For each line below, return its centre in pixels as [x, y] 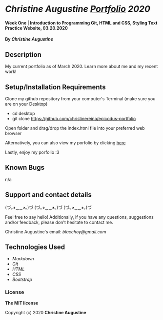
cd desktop [23, 113]
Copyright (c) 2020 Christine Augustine [46, 312]
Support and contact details [48, 195]
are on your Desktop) [26, 104]
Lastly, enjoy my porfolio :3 [32, 152]
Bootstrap [22, 279]
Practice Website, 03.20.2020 [37, 28]
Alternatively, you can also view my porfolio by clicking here [65, 143]
